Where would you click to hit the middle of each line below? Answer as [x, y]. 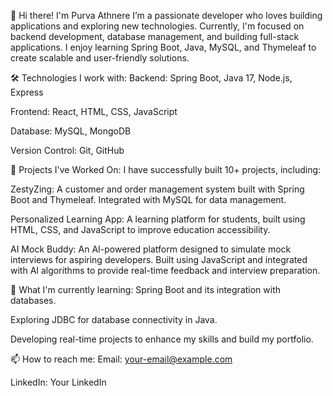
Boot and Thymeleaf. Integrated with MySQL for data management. [148, 199]
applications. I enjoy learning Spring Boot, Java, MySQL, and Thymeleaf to [163, 47]
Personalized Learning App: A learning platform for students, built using [158, 219]
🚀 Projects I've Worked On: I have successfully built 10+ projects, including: [166, 169]
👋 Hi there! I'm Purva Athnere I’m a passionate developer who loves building [166, 15]
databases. [33, 300]
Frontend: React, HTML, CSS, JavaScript [94, 111]
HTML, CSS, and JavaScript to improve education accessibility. [140, 229]
